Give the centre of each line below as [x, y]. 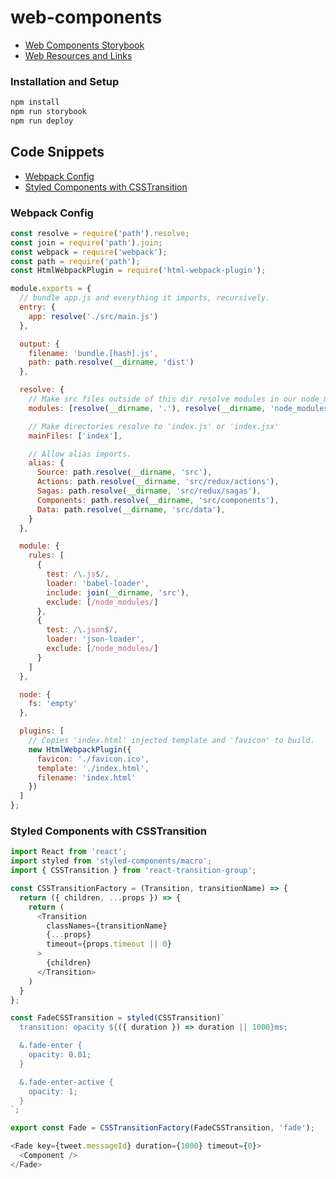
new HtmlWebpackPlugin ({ [80, 749]
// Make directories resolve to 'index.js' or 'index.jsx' [154, 426]
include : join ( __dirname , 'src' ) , [118, 592]
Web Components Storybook [84, 45]
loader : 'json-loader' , [95, 639]
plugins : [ [42, 731]
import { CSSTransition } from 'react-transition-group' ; [133, 871]
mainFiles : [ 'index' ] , [75, 436]
